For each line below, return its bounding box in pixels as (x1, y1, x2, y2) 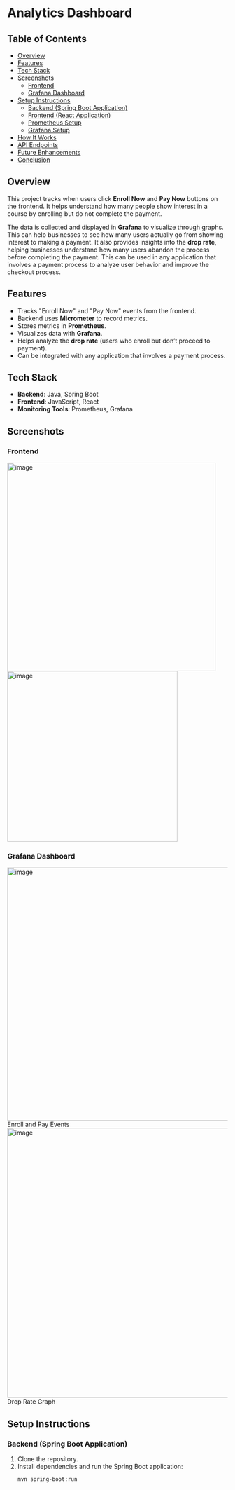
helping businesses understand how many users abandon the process (7, 245, 210, 254)
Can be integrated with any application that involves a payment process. (17, 351, 226, 360)
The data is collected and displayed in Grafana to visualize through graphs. (7, 223, 224, 231)
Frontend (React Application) (27, 111, 111, 119)
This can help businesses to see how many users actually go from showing (7, 230, 224, 239)
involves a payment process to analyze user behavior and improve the (7, 260, 210, 268)
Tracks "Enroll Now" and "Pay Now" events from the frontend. (17, 306, 197, 315)
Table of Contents (7, 33, 87, 45)
